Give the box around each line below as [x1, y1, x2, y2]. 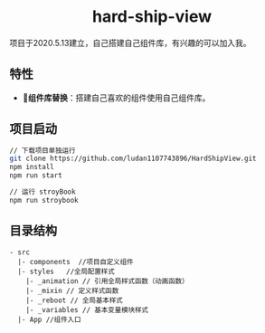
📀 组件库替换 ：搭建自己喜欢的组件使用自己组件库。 [22, 92, 211, 103]
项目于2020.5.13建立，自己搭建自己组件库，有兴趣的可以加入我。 [9, 37, 251, 48]
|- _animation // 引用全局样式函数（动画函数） [25, 276, 189, 286]
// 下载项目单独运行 [9, 146, 76, 155]
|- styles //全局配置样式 [17, 267, 115, 276]
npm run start [9, 171, 63, 180]
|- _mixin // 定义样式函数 [25, 286, 119, 295]
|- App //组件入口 [17, 315, 81, 324]
